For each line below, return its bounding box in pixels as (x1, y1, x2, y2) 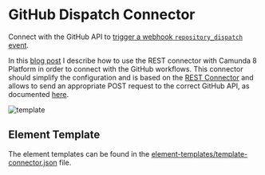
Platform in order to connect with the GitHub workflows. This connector (8, 64, 243, 73)
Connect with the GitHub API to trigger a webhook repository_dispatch (8, 32, 243, 41)
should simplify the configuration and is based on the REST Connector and (8, 72, 254, 82)
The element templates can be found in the (8, 149, 150, 158)
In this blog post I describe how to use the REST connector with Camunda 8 (8, 56, 257, 65)
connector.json (8, 157, 57, 167)
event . (8, 40, 30, 49)
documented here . (8, 89, 69, 99)
